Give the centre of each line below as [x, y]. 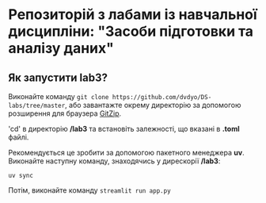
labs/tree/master [37, 105]
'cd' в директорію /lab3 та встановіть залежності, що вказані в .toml [124, 129]
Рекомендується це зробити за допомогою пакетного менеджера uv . [126, 153]
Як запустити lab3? [58, 77]
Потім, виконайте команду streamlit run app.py [90, 190]
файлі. [19, 137]
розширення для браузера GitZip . [65, 113]
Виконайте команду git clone [59, 96]
